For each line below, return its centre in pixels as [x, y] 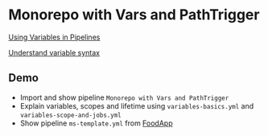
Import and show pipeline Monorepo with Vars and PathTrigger [124, 97]
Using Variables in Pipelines [54, 37]
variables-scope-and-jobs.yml [71, 115]
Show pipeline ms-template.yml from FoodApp [96, 123]
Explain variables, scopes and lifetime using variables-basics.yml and [137, 105]
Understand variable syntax [54, 52]
